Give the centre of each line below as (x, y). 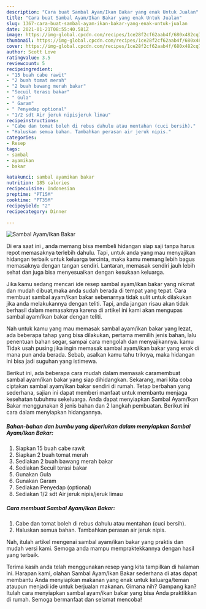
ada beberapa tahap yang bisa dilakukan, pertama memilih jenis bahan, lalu (101, 335)
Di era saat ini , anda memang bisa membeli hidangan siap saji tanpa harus (101, 246)
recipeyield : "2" (29, 206)
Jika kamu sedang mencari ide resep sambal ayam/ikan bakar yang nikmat (101, 284)
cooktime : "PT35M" (30, 200)
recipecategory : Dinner (37, 211)
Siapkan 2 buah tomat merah (52, 455)
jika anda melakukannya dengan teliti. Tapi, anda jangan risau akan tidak (97, 304)
